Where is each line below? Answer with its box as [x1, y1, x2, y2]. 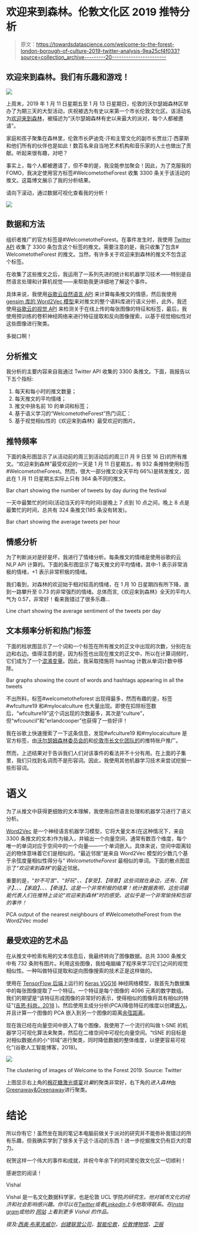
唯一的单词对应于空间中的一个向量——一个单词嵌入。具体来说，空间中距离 [6, 842, 186, 849]
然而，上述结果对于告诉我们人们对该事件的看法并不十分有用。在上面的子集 [6, 749, 186, 756]
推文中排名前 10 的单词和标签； [14, 403, 90, 410]
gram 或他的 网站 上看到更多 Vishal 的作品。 [6, 1208, 112, 1215]
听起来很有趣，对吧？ [16, 149, 68, 156]
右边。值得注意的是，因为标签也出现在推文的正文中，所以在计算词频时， [16, 650, 192, 657]
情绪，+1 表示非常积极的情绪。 [16, 568, 90, 575]
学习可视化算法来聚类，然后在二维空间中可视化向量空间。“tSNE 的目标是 [11, 1029, 187, 1036]
